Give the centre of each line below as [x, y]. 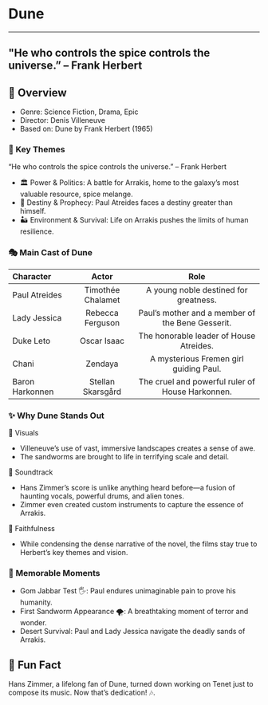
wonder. [33, 623]
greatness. [197, 300]
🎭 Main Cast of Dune [51, 253]
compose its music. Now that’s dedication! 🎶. [82, 693]
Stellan [102, 381]
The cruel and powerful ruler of [197, 381]
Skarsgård [102, 392]
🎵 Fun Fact [35, 665]
